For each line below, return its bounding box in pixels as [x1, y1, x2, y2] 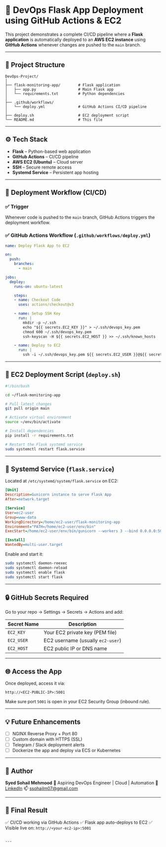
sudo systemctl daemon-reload [5, 565, 68, 570]
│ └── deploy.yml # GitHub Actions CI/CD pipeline [5, 104, 147, 109]
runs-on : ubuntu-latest [14, 284, 63, 289]
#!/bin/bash [5, 383, 30, 389]
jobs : [5, 274, 16, 280]
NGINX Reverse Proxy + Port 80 [12, 730, 78, 736]
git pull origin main [5, 406, 50, 411]
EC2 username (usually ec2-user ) [43, 637, 122, 644]
